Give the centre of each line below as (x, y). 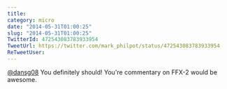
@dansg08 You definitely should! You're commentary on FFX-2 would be (112, 72)
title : (17, 14)
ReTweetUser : (26, 53)
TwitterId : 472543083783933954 (53, 40)
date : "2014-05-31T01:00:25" (50, 26)
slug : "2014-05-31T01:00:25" (50, 33)
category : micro (31, 20)
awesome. (22, 79)
